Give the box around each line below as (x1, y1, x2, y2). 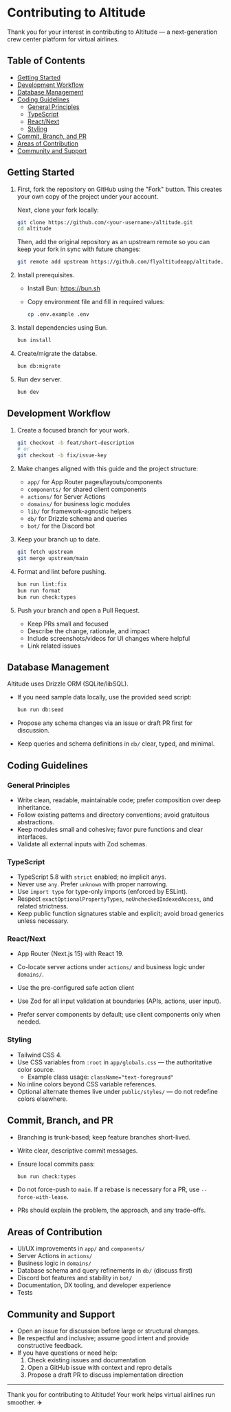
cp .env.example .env (27, 311, 89, 318)
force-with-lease (16, 1194, 67, 1201)
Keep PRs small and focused (27, 619, 109, 628)
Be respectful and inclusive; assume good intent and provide (16, 1334, 189, 1342)
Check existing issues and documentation (27, 1356, 146, 1364)
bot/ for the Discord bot (27, 522, 95, 530)
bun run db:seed (16, 706, 64, 713)
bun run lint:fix (16, 581, 67, 588)
